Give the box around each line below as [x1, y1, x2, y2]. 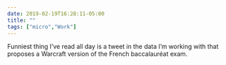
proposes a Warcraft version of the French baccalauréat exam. [7, 50, 188, 58]
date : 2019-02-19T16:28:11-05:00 [7, 10, 105, 17]
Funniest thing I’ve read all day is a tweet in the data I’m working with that [7, 43, 219, 51]
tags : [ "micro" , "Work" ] [7, 23, 77, 30]
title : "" [7, 17, 36, 24]
